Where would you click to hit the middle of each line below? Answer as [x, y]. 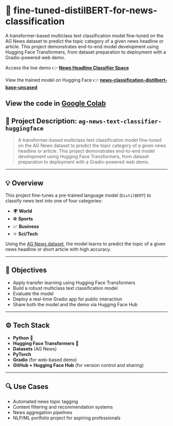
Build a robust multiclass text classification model [65, 288]
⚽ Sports [23, 218]
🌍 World [22, 211]
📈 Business [26, 226]
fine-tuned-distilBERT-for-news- [85, 11]
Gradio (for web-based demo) [45, 360]
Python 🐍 [23, 338]
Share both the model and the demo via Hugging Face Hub [75, 304]
